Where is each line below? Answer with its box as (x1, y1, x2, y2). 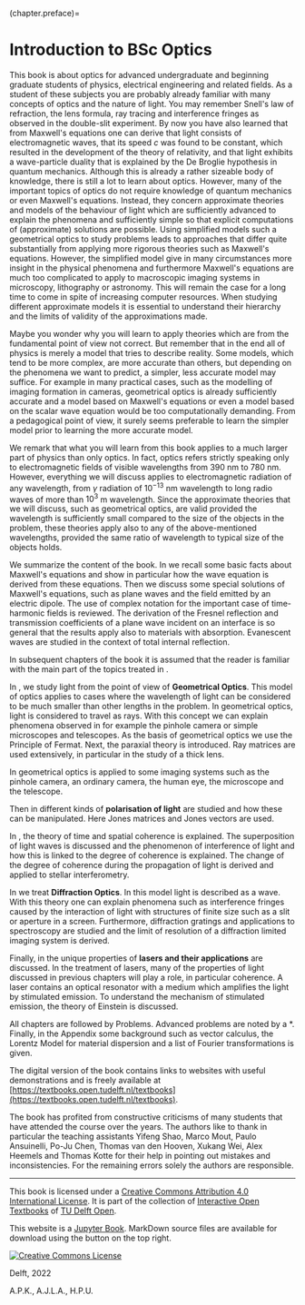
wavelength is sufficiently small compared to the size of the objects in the (9, 513, 285, 524)
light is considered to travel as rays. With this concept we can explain (9, 710, 269, 721)
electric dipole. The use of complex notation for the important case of (9, 598, 270, 609)
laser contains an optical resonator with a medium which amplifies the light (9, 982, 290, 993)
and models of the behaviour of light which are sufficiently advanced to (9, 204, 277, 215)
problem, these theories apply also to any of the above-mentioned (9, 522, 257, 534)
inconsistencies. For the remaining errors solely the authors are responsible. (9, 1160, 294, 1171)
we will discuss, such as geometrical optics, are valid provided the (9, 503, 258, 514)
